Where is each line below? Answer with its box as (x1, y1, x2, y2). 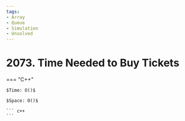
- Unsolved (6, 31, 33, 37)
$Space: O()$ (6, 98, 39, 104)
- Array (6, 14, 25, 20)
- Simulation (6, 25, 39, 31)
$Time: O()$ (6, 87, 36, 94)
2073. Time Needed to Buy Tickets (6, 56, 180, 70)
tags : (6, 8, 20, 15)
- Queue (6, 20, 25, 26)
